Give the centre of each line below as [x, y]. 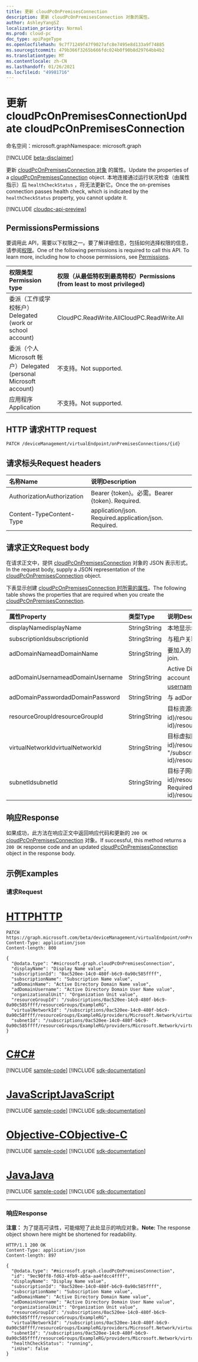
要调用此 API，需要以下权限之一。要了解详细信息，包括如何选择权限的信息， [99, 243]
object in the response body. [41, 854]
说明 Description [114, 481]
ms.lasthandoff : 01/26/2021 [41, 67]
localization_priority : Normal [44, 28]
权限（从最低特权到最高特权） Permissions [116, 276]
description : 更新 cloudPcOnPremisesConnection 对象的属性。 [79, 17]
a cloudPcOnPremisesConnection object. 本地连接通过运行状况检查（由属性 [98, 178]
